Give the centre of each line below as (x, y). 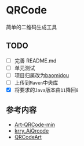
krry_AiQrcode (32, 131)
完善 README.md (35, 60)
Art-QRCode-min (35, 124)
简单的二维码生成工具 (31, 27)
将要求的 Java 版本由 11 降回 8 (46, 90)
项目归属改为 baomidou (42, 75)
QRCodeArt (28, 137)
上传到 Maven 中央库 (36, 82)
